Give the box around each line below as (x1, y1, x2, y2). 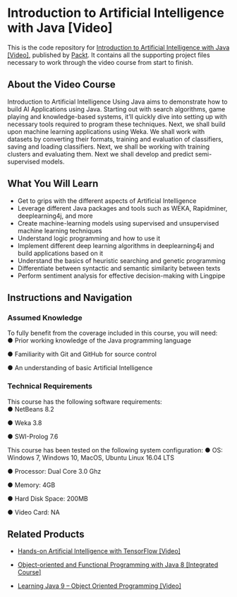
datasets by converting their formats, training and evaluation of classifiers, (7, 135, 224, 143)
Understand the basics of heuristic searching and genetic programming (17, 256, 226, 265)
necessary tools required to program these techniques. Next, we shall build (7, 120, 226, 128)
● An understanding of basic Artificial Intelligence (7, 364, 153, 372)
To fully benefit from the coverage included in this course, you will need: (7, 329, 218, 338)
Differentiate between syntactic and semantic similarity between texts (17, 264, 221, 272)
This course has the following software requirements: (7, 397, 162, 406)
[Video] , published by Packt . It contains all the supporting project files (7, 51, 210, 59)
